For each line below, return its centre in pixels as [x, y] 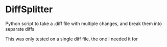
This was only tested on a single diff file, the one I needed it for [71, 39]
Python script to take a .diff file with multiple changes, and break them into [84, 24]
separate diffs [20, 29]
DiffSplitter [29, 9]
